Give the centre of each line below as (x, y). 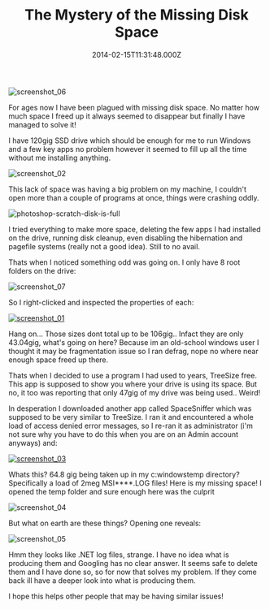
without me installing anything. (60, 158)
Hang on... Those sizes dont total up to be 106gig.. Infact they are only (126, 334)
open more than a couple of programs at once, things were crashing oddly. (134, 197)
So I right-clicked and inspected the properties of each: (101, 302)
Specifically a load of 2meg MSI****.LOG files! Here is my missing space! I (135, 483)
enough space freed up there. (59, 360)
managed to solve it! (43, 124)
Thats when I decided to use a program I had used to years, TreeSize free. (133, 375)
